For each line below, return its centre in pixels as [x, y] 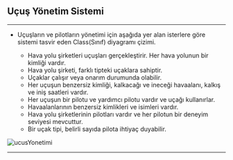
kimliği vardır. [46, 62]
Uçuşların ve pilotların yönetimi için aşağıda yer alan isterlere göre [111, 35]
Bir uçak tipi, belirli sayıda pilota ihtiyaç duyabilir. [97, 129]
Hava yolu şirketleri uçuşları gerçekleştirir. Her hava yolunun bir [118, 55]
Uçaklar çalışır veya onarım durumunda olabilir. [94, 77]
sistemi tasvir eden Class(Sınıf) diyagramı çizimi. [86, 42]
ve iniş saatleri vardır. [58, 92]
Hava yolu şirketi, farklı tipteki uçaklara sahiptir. [95, 70]
